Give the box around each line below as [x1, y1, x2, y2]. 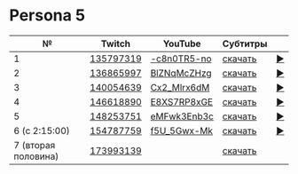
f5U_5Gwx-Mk [150, 124, 214, 137]
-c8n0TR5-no [150, 52, 212, 65]
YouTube [162, 37, 201, 50]
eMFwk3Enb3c [150, 110, 215, 123]
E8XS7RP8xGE [150, 95, 214, 107]
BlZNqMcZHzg [150, 67, 212, 79]
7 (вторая [13, 138, 56, 151]
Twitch [100, 37, 131, 50]
